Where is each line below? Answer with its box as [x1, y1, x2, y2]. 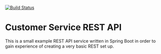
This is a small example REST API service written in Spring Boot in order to [5, 38, 156, 44]
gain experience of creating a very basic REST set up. [5, 43, 114, 49]
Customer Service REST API [5, 22, 122, 33]
